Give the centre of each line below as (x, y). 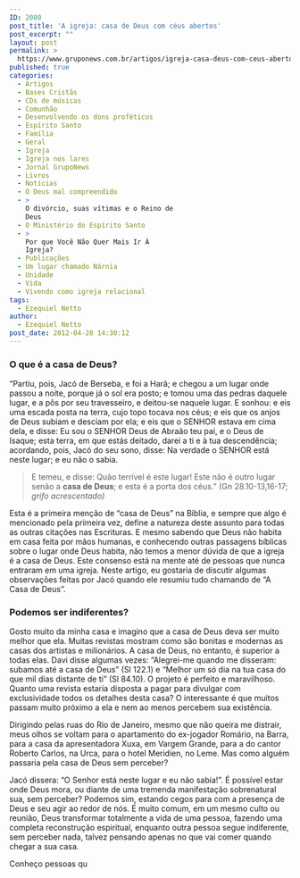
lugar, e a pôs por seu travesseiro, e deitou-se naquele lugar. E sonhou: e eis (150, 403)
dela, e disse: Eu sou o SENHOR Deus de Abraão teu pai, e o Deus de (137, 431)
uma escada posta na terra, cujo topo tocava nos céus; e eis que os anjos (145, 413)
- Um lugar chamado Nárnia (67, 267)
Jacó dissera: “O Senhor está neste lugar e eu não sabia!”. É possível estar (146, 780)
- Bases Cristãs (47, 92)
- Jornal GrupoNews (54, 167)
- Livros (33, 175)
